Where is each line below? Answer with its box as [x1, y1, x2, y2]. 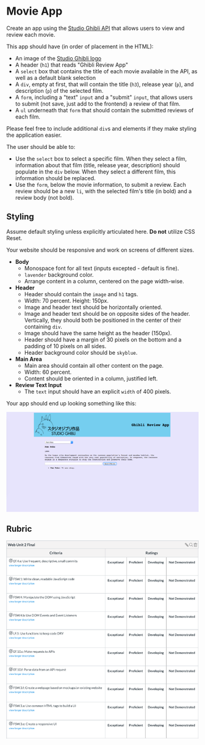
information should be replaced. [15, 174, 96, 181]
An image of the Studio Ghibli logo [15, 54, 102, 62]
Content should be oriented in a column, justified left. [24, 374, 158, 382]
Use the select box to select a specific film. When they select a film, [15, 154, 187, 162]
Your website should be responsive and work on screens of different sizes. [6, 246, 195, 253]
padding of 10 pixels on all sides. [24, 342, 107, 349]
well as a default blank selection [15, 74, 96, 81]
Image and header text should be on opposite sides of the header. [24, 310, 190, 317]
